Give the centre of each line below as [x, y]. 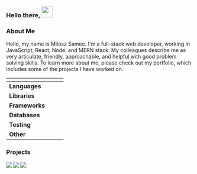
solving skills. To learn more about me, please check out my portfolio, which [99, 63]
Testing [20, 125]
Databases [25, 115]
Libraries [22, 96]
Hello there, [23, 15]
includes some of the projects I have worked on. [65, 69]
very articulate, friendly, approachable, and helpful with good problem [91, 57]
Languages [25, 86]
